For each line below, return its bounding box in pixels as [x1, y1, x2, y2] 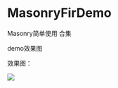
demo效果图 [7, 44, 43, 52]
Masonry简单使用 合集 [7, 29, 72, 37]
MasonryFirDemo [7, 5, 112, 21]
